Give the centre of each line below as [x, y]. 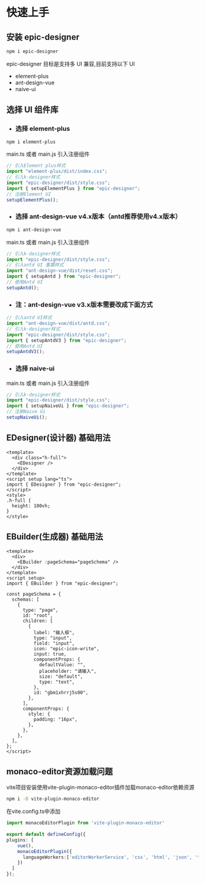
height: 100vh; [31, 506]
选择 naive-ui [35, 368]
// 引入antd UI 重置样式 [35, 265]
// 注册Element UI [29, 194]
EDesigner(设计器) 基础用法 [59, 438]
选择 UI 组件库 [33, 110]
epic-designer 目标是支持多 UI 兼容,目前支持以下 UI [71, 64]
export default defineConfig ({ [46, 835]
